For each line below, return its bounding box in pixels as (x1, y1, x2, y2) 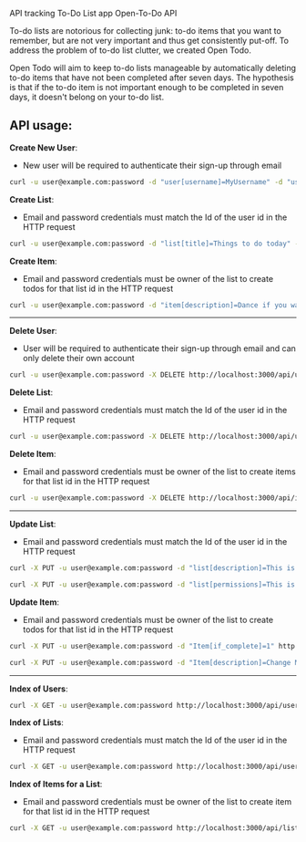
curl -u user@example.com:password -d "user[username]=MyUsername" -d (9, 177, 283, 186)
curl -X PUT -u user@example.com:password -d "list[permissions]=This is (9, 579, 296, 589)
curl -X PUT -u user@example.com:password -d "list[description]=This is (9, 564, 296, 573)
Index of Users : (9, 683, 68, 694)
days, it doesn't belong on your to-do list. (9, 91, 165, 102)
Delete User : (9, 326, 57, 337)
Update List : (9, 519, 56, 530)
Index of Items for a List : (9, 779, 103, 790)
